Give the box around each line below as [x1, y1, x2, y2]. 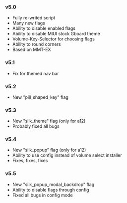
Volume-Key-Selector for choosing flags [12, 36, 95, 42]
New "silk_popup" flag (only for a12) [12, 147, 86, 153]
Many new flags [12, 20, 46, 26]
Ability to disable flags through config [12, 187, 89, 193]
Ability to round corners [12, 41, 61, 47]
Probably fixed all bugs [12, 123, 60, 129]
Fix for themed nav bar [12, 70, 59, 76]
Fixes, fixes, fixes [12, 158, 48, 164]
